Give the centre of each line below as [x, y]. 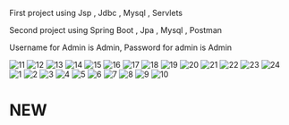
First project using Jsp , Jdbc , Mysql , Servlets [96, 13]
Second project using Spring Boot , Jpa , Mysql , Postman [115, 30]
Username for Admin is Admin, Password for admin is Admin [121, 47]
